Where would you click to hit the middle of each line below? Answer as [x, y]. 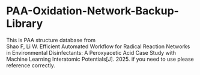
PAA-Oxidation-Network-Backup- [92, 11]
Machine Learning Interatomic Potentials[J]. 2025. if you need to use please [100, 59]
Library [25, 24]
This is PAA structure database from [51, 40]
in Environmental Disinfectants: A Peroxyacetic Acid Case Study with [91, 52]
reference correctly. [31, 65]
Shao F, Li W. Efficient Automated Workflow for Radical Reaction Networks [98, 46]
